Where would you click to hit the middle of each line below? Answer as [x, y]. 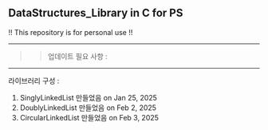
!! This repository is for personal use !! [71, 32]
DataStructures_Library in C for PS [96, 13]
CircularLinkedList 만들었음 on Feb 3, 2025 [89, 117]
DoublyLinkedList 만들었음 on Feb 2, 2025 [88, 108]
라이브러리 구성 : [34, 81]
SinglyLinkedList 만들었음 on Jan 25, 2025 [89, 97]
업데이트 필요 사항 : [77, 56]
